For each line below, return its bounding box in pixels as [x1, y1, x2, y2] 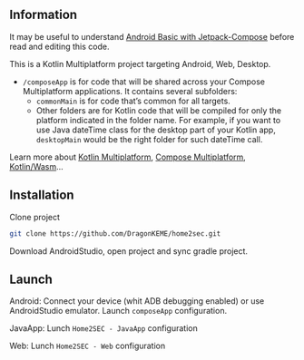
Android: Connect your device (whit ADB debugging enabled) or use [9, 296, 265, 306]
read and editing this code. [9, 41, 110, 52]
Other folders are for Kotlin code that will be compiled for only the [35, 104, 282, 116]
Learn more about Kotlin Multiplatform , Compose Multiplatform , [9, 151, 247, 162]
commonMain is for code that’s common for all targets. [35, 95, 231, 106]
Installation [9, 188, 74, 203]
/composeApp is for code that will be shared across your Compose [22, 76, 266, 87]
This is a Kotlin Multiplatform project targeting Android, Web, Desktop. [9, 58, 271, 69]
